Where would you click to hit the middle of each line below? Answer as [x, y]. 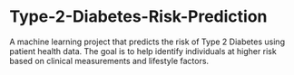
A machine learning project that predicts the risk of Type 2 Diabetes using [147, 42]
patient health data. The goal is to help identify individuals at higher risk [143, 51]
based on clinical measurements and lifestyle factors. [109, 61]
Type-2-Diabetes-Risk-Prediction [138, 17]
